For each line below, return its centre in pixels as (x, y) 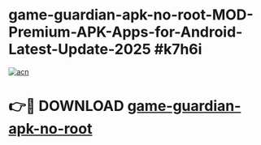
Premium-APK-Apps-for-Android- (126, 32)
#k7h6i (178, 49)
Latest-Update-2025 (80, 49)
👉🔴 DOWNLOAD (66, 106)
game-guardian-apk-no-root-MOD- (131, 15)
